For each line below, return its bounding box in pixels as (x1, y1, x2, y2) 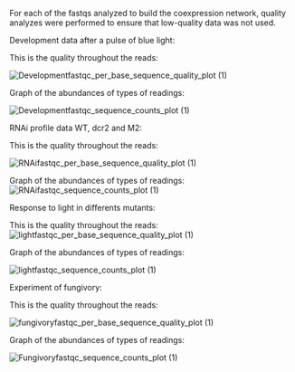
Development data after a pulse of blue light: (9, 35, 176, 45)
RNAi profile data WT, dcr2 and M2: (9, 122, 143, 133)
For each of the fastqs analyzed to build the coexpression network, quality (9, 8, 287, 18)
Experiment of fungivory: (9, 282, 102, 292)
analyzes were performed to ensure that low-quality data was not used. (9, 17, 276, 28)
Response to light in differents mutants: (9, 203, 156, 213)
